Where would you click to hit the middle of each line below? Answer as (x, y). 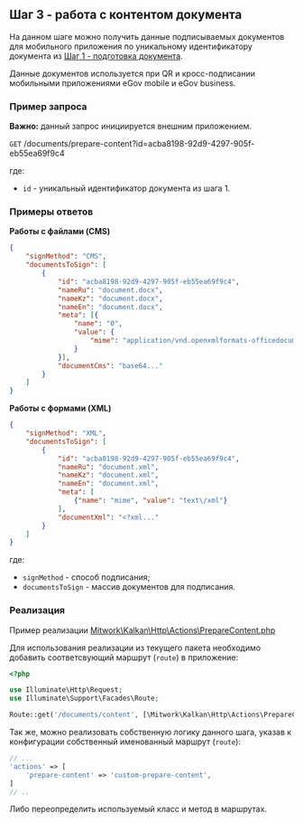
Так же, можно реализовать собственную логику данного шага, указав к (151, 733)
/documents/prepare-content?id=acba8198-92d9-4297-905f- (139, 144)
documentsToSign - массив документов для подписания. (129, 587)
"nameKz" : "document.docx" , (110, 298)
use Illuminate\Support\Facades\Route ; (84, 699)
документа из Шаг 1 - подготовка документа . (96, 56)
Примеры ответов (51, 212)
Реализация (37, 610)
